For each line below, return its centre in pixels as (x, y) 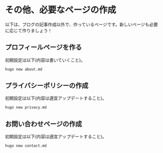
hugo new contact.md (26, 146)
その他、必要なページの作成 (61, 10)
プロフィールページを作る (43, 48)
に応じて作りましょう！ (29, 30)
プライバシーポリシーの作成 (47, 86)
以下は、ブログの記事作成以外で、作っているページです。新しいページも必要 (81, 24)
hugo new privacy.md (26, 108)
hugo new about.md (24, 69)
